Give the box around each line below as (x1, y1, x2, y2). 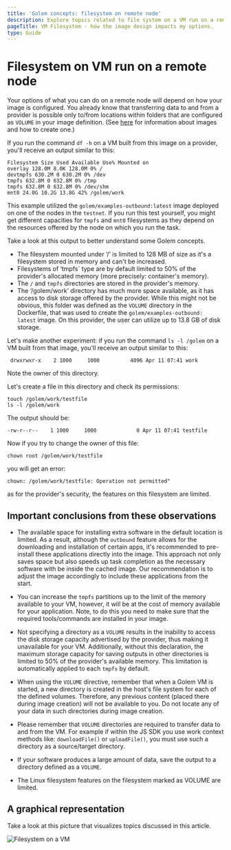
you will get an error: (7, 465, 66, 473)
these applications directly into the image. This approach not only (35, 550, 221, 558)
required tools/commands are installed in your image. (16, 615, 168, 622)
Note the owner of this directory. (7, 369, 100, 378)
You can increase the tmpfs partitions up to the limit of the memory (16, 593, 206, 600)
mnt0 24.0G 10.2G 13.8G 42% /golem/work (7, 190, 125, 197)
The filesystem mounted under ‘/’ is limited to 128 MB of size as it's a (16, 250, 212, 259)
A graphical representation (7, 803, 125, 815)
